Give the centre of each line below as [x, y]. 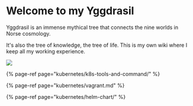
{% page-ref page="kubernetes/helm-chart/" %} [66, 97]
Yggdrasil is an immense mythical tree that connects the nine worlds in [92, 27]
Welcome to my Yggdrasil [70, 11]
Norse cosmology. [28, 33]
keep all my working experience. [46, 51]
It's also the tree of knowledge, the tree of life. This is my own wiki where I [97, 45]
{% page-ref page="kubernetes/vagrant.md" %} [65, 85]
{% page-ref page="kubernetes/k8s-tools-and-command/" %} [83, 74]
